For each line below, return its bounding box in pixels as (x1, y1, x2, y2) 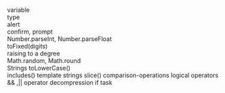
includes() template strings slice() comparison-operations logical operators (7, 71, 219, 79)
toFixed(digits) (7, 42, 48, 50)
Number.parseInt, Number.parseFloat (7, 35, 112, 43)
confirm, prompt (7, 27, 53, 36)
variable (7, 6, 30, 14)
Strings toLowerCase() (7, 64, 70, 72)
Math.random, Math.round (7, 57, 81, 64)
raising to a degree (7, 49, 60, 57)
